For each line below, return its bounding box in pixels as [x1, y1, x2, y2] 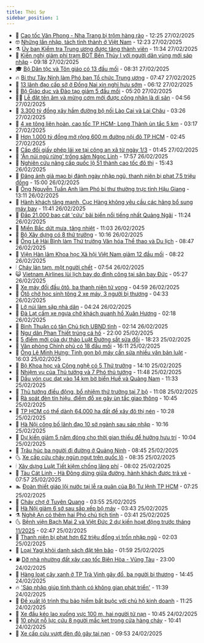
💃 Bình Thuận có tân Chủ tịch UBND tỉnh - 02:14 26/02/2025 [15, 322, 168, 330]
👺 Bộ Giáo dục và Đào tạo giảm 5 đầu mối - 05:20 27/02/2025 [15, 87, 173, 95]
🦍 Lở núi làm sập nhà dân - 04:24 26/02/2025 [15, 303, 132, 310]
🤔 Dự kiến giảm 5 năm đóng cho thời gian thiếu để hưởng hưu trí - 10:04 [15, 434, 196, 441]
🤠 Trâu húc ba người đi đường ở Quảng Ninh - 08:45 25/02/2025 [15, 446, 179, 454]
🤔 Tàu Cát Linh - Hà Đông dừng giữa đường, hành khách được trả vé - [15, 469, 191, 477]
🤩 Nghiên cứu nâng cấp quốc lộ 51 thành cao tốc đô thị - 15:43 [15, 159, 173, 166]
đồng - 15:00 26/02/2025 [15, 179, 80, 186]
